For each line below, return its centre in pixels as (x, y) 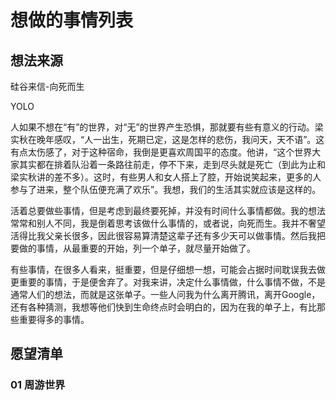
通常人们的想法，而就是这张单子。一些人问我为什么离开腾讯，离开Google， (165, 294)
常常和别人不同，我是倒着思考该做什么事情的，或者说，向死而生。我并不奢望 (168, 223)
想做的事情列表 (72, 20)
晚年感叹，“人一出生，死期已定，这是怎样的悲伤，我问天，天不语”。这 (180, 139)
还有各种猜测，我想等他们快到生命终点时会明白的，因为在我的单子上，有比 (163, 307)
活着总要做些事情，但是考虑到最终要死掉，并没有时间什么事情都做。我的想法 (168, 210)
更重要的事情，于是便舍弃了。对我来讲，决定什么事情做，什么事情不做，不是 (168, 282)
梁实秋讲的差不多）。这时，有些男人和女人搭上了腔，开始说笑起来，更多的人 (166, 177)
